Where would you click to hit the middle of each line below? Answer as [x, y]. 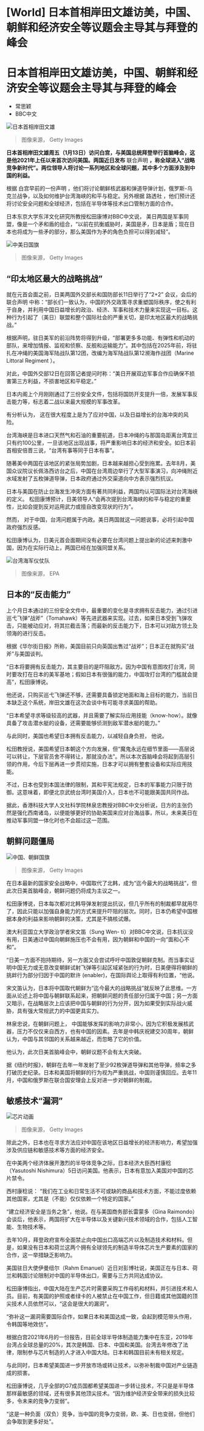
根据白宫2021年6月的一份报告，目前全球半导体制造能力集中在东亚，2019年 [100, 1337]
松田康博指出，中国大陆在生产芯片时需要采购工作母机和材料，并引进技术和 [99, 1289]
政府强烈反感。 [25, 527]
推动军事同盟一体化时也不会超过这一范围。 [59, 820]
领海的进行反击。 [28, 633]
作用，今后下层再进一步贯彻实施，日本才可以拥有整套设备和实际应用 [102, 764]
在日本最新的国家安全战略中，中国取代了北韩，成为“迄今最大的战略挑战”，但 [102, 883]
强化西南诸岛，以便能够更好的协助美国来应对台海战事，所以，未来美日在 [107, 812]
